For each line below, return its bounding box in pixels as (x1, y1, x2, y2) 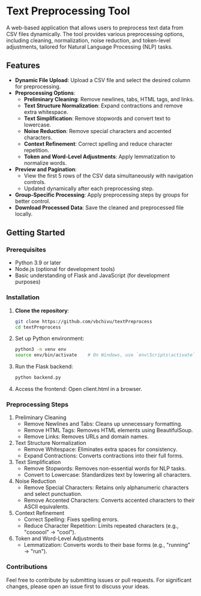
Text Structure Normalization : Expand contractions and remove (23, 102, 183, 109)
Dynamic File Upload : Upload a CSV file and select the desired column (14, 76, 191, 83)
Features (6, 61, 40, 71)
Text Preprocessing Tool (6, 4, 130, 18)
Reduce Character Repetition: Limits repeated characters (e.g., (23, 522, 179, 529)
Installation (6, 293, 40, 302)
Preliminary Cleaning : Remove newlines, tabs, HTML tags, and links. (23, 95, 194, 103)
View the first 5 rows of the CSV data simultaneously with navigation (23, 172, 194, 179)
